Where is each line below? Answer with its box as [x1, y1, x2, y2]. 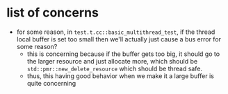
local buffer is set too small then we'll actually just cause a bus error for [16, 35, 222, 43]
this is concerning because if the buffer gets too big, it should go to [26, 50, 220, 58]
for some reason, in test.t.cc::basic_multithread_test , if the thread [16, 28, 215, 36]
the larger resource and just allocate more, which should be [26, 57, 198, 65]
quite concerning [26, 79, 76, 87]
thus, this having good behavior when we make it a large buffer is [26, 71, 215, 80]
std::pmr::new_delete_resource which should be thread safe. [26, 64, 203, 73]
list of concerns [6, 5, 99, 21]
